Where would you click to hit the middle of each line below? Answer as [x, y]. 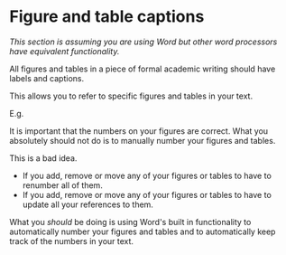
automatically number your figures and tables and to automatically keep [143, 231]
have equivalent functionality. [65, 51]
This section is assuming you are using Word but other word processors [143, 42]
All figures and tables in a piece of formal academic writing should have [143, 69]
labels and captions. [46, 78]
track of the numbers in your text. [71, 241]
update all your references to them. [88, 204]
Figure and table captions [107, 17]
